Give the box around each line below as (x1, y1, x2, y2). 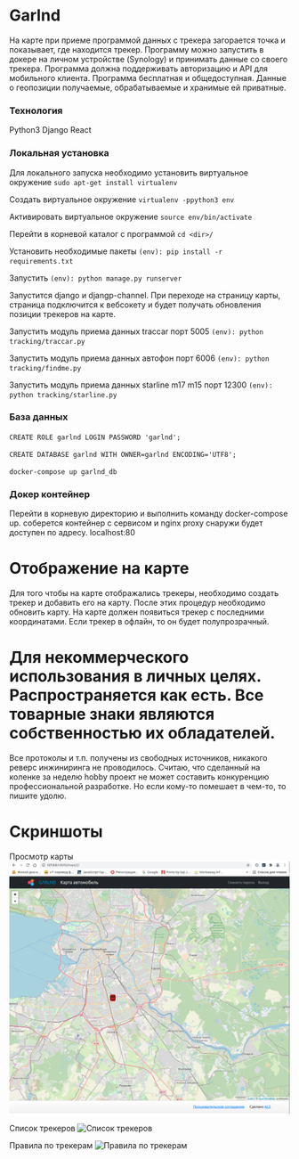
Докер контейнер (9, 487, 91, 500)
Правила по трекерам (9, 1140, 93, 1151)
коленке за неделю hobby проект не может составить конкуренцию (9, 771, 270, 782)
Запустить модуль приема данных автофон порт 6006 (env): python (9, 353, 270, 363)
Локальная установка (9, 147, 109, 159)
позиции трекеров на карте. (9, 308, 116, 319)
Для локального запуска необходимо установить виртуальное (9, 167, 249, 178)
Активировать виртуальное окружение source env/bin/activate (9, 211, 253, 222)
